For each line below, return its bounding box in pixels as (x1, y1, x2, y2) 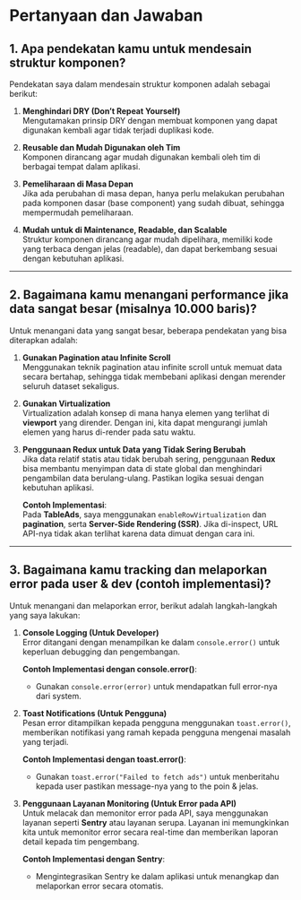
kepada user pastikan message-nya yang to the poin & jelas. (35, 781, 259, 792)
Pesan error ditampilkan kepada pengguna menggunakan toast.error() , (21, 717, 291, 728)
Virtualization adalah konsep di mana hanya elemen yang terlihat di (21, 407, 271, 418)
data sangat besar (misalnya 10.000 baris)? (9, 301, 257, 316)
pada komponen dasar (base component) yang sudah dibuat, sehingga (21, 198, 285, 208)
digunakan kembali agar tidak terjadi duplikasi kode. (21, 125, 215, 135)
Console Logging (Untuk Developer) (21, 627, 159, 637)
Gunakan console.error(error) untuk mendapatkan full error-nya (35, 680, 278, 691)
